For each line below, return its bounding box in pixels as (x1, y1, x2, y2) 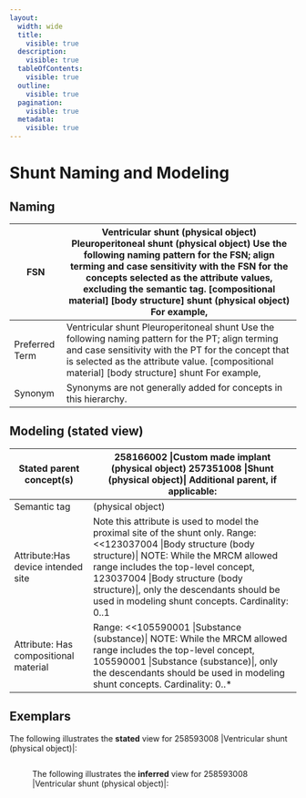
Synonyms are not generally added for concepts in (66, 382, 283, 394)
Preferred (14, 338, 56, 351)
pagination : (17, 97, 64, 107)
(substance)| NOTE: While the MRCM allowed (92, 632, 288, 645)
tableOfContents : (17, 65, 84, 74)
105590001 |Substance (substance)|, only (92, 655, 278, 668)
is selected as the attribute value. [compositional (66, 355, 274, 367)
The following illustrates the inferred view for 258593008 (32, 768, 249, 779)
